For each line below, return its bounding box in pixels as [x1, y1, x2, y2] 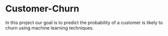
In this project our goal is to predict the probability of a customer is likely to [5, 19, 163, 25]
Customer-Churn [5, 3, 80, 14]
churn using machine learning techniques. [5, 24, 94, 30]
